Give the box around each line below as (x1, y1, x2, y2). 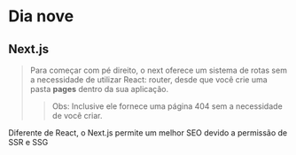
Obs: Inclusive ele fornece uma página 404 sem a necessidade (51, 101, 283, 112)
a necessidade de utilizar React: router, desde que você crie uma (29, 74, 268, 85)
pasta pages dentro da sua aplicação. (29, 84, 169, 94)
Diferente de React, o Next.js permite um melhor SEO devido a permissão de (8, 128, 288, 138)
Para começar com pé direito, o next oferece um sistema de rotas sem (29, 65, 287, 75)
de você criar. (51, 111, 103, 120)
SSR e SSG (8, 137, 49, 147)
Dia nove (8, 6, 74, 27)
